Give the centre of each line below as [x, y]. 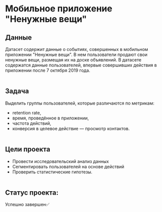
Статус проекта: [32, 193]
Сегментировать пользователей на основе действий [68, 166]
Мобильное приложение [59, 9]
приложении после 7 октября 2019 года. [48, 70]
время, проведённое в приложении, [50, 118]
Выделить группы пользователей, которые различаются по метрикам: [80, 103]
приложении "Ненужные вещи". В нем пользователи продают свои [76, 54]
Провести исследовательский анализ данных [61, 161]
